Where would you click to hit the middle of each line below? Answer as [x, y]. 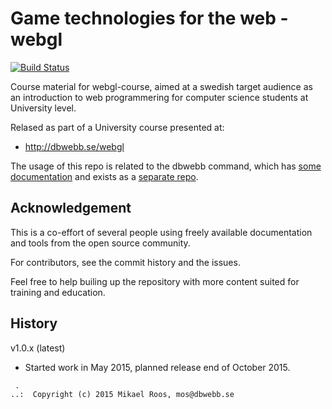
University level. [43, 108]
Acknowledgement [71, 208]
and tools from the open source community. [100, 243]
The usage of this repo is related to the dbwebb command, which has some [166, 166]
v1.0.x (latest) [38, 348]
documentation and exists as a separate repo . [104, 176]
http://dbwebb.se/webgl [74, 146]
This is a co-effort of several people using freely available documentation [161, 232]
